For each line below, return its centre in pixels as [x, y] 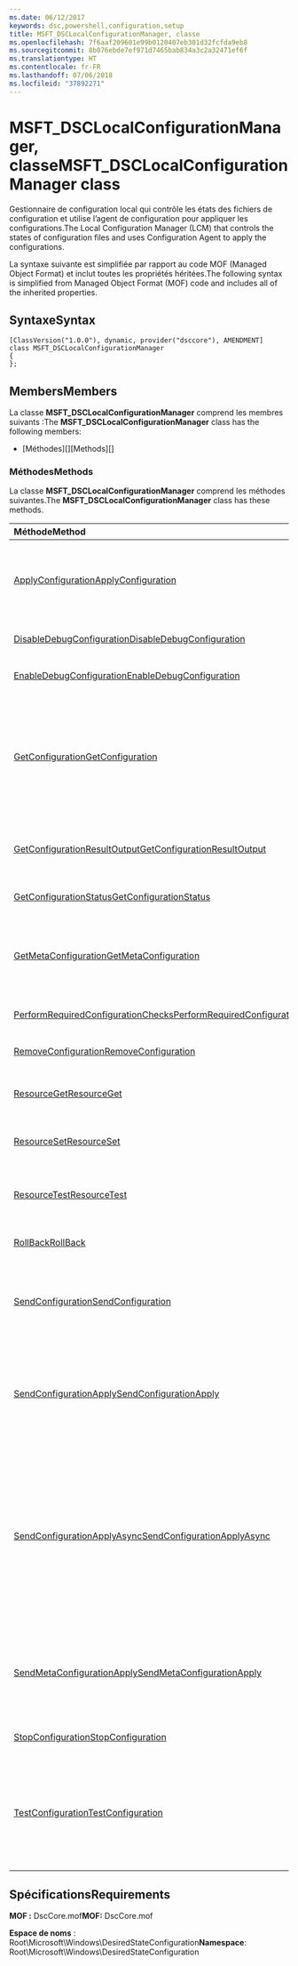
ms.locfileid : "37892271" [57, 84]
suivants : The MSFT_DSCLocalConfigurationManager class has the [134, 422]
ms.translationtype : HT [53, 59]
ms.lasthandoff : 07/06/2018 [61, 76]
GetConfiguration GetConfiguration [86, 757]
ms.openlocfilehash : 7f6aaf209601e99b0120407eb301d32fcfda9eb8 [129, 42]
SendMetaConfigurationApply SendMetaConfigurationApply [137, 1673]
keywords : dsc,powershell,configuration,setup [97, 26]
